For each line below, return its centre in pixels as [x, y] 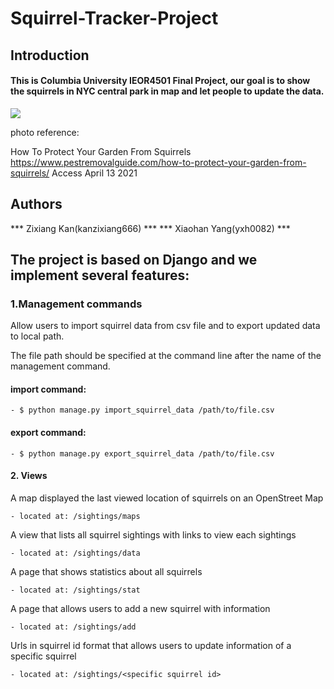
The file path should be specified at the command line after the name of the [166, 356]
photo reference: [45, 132]
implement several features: [100, 275]
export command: [48, 433]
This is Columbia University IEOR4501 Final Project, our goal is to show [160, 81]
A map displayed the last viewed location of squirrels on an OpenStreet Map [167, 498]
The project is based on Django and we [134, 259]
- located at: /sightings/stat [75, 590]
